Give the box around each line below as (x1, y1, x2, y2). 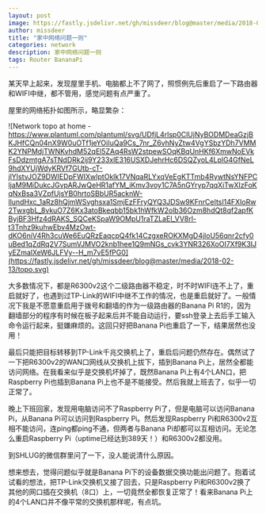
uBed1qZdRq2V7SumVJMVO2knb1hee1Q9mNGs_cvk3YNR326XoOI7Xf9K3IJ (8, 239, 257, 248)
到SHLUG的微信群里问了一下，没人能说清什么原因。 (8, 450, 178, 460)
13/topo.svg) (8, 264, 49, 274)
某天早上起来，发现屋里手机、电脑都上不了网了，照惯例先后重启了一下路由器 (8, 79, 258, 88)
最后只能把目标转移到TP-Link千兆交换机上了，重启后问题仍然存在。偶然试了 (8, 347, 256, 357)
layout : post (8, 11, 51, 20)
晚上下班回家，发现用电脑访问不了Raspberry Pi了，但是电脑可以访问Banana (8, 404, 255, 413)
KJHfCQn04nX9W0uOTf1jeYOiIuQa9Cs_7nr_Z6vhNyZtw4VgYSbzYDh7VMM (8, 138, 256, 148)
